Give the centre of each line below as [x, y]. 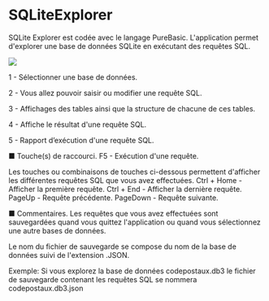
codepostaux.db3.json [46, 288]
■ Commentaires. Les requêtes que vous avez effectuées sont [113, 213]
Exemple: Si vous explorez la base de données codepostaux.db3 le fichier [132, 271]
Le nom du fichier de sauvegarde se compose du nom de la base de [123, 246]
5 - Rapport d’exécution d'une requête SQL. [81, 140]
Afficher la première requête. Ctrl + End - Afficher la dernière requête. [125, 189]
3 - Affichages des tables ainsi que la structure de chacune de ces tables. [132, 108]
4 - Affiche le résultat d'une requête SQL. [78, 124]
